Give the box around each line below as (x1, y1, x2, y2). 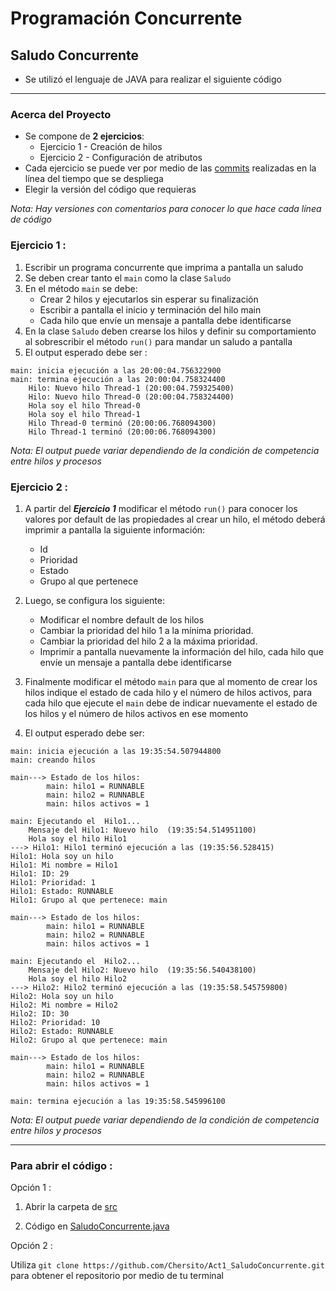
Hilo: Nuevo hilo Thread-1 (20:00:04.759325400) (28, 383, 235, 393)
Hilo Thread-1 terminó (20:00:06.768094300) (28, 427, 217, 437)
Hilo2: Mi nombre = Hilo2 (10, 1000, 118, 1010)
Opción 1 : (10, 1182, 52, 1194)
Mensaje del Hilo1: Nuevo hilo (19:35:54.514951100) (28, 825, 257, 835)
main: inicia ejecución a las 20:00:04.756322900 (10, 365, 222, 376)
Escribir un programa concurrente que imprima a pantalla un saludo (24, 261, 304, 273)
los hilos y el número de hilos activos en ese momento (24, 707, 249, 719)
